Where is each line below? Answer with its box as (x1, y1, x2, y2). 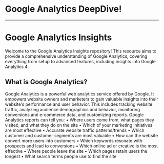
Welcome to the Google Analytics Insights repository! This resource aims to (5, 48, 157, 54)
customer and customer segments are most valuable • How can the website (5, 132, 158, 138)
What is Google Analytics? (5, 78, 88, 86)
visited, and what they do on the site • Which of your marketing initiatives (5, 122, 153, 128)
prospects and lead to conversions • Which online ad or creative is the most (5, 143, 158, 149)
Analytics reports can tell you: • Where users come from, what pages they (5, 117, 155, 123)
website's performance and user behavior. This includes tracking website (5, 101, 153, 107)
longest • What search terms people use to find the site (5, 153, 117, 159)
